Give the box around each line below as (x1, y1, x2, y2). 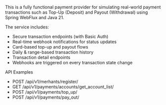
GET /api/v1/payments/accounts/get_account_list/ (12, 84, 114, 90)
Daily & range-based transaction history (12, 49, 94, 55)
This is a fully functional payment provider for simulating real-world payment (5, 4, 161, 10)
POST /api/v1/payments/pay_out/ (12, 94, 80, 100)
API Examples (5, 69, 33, 75)
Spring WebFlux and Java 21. (5, 15, 64, 20)
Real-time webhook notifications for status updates (12, 39, 117, 45)
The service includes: (5, 24, 49, 30)
